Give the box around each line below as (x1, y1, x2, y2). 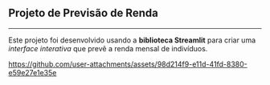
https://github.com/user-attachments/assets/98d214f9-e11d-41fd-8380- (8, 59, 247, 69)
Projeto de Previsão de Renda (8, 6, 158, 20)
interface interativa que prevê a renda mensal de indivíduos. (8, 43, 208, 53)
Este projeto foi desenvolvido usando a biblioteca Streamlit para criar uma (8, 35, 256, 45)
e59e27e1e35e (8, 67, 57, 77)
